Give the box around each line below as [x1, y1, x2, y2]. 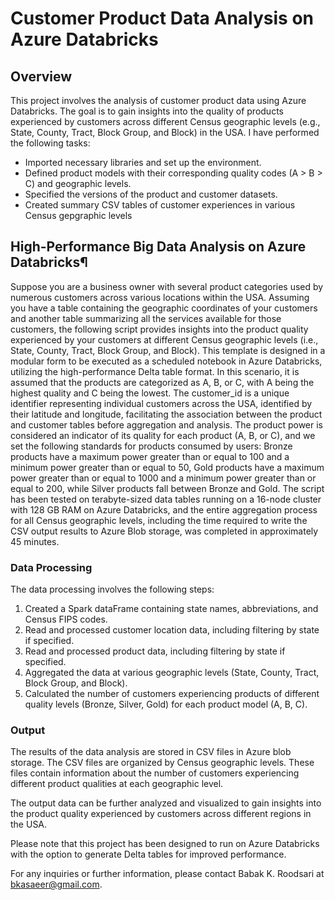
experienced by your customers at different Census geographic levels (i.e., [10, 333, 319, 346]
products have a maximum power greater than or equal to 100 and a [10, 450, 290, 462]
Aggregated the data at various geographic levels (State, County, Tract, [24, 667, 320, 679]
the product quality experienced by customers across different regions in [10, 808, 312, 820]
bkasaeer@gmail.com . [10, 878, 103, 891]
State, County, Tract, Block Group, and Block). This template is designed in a [10, 344, 326, 356]
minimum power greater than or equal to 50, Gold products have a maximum [10, 461, 325, 473]
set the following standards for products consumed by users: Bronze [10, 440, 293, 452]
